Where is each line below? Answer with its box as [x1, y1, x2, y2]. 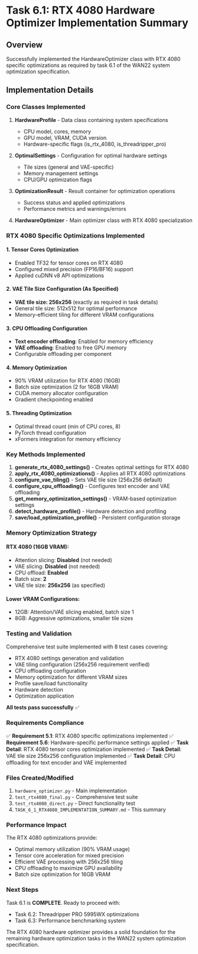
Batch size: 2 [14, 576, 47, 583]
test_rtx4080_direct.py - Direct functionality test [14, 800, 136, 807]
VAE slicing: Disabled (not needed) [14, 563, 100, 570]
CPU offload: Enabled [14, 569, 68, 576]
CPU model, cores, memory [23, 128, 92, 135]
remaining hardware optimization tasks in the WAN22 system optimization [6, 934, 186, 942]
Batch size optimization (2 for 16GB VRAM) [14, 383, 119, 391]
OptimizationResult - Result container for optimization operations [14, 187, 176, 194]
